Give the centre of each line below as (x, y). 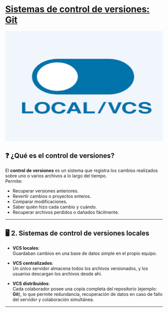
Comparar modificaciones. (40, 201)
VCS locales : (26, 248)
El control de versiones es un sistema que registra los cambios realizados (82, 170)
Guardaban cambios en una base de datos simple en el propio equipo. (85, 253)
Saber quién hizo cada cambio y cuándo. (54, 206)
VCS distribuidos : (31, 283)
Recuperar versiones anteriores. (45, 191)
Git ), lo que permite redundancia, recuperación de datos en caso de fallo (87, 294)
